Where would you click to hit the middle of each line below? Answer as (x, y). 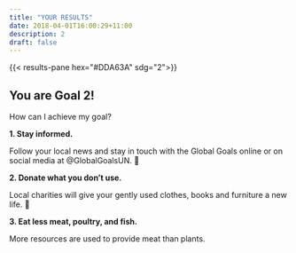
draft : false (33, 42)
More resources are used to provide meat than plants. (107, 239)
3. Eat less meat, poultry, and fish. (73, 222)
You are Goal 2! (52, 95)
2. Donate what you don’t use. (66, 178)
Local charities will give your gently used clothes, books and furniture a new (148, 195)
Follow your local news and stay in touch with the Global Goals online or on (146, 151)
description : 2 (37, 34)
